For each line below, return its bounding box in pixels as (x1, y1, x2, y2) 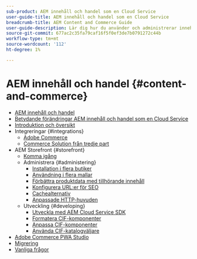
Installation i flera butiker (32, 165, 92, 172)
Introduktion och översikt (14, 121, 75, 128)
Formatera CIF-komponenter (32, 214, 101, 221)
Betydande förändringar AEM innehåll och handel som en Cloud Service (14, 115, 189, 122)
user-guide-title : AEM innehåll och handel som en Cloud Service (6, 14, 169, 20)
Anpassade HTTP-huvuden (32, 196, 98, 203)
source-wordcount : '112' (6, 42, 67, 47)
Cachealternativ (32, 190, 71, 197)
